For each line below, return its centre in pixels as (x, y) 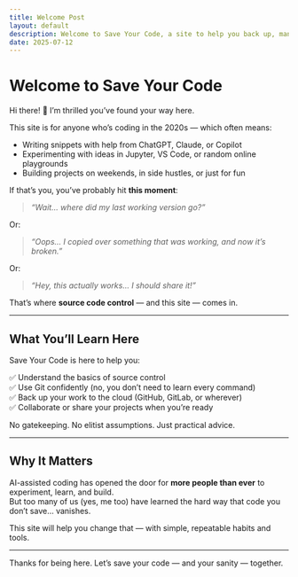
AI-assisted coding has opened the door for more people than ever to (137, 482)
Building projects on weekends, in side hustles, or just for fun (133, 173)
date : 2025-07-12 (41, 42)
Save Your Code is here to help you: (74, 360)
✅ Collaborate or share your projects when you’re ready (111, 407)
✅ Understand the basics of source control (87, 377)
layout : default (39, 26)
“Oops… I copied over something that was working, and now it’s (148, 242)
